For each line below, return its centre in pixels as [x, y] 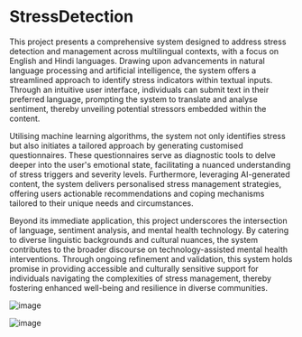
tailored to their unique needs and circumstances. [101, 203]
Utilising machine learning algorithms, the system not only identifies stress [147, 136]
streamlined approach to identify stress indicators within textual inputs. [141, 80]
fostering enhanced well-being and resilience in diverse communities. [139, 287]
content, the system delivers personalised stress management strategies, [146, 183]
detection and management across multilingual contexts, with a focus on [144, 51]
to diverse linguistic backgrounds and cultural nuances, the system [134, 239]
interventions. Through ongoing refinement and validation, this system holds [151, 258]
